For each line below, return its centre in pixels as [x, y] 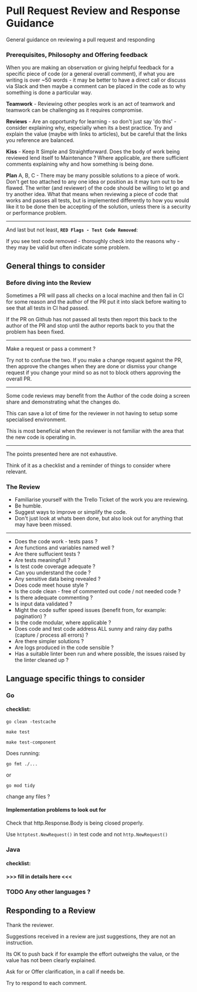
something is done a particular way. [49, 93]
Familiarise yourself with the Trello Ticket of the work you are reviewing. [101, 500]
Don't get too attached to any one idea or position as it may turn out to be [95, 182]
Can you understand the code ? [52, 573]
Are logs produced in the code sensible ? [64, 648]
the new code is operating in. [41, 437]
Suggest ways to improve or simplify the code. [71, 512]
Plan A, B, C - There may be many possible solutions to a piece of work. [93, 176]
